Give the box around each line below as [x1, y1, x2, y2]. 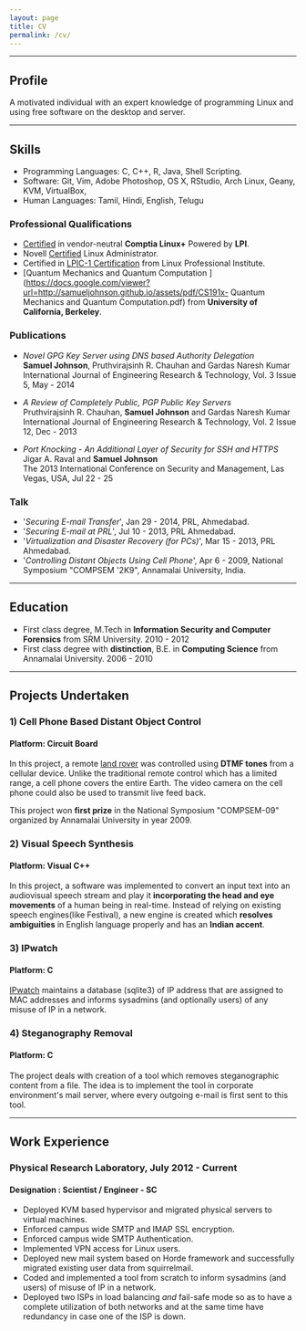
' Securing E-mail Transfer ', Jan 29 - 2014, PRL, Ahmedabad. [22, 516, 250, 527]
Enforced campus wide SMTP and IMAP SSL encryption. [22, 1224, 235, 1235]
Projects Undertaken [9, 688, 129, 704]
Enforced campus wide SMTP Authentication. [22, 1233, 194, 1244]
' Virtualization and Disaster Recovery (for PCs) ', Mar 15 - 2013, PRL [22, 535, 276, 546]
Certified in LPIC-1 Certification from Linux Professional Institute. [22, 257, 266, 269]
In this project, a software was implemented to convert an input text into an [9, 880, 291, 891]
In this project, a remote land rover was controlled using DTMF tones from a [9, 759, 294, 770]
